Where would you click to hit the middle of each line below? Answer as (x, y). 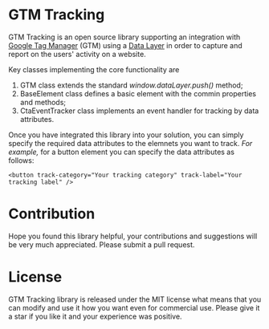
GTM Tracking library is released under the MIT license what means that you (135, 299)
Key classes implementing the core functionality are (94, 69)
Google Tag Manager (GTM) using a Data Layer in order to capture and (125, 45)
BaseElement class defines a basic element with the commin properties (138, 93)
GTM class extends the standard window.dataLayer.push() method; (131, 85)
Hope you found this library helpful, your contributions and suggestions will (133, 236)
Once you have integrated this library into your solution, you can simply (126, 135)
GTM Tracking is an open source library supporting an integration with (124, 37)
